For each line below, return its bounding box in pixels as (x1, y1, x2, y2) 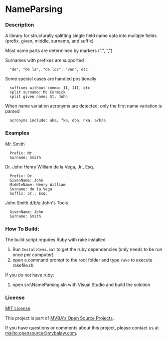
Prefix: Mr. (9, 150, 35, 155)
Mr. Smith (5, 141, 25, 147)
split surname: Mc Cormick (9, 90, 66, 95)
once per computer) (12, 251, 54, 258)
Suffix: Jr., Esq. (9, 191, 48, 196)
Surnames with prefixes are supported (5, 57, 84, 63)
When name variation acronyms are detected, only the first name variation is (5, 103, 162, 109)
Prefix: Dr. (9, 173, 35, 178)
